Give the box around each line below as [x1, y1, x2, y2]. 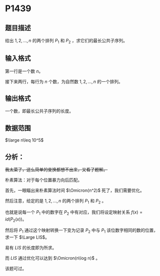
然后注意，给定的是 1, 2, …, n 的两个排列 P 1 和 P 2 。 [5, 198, 106, 205]
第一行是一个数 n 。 [5, 68, 43, 74]
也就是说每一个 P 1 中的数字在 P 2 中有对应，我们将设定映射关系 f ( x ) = [5, 209, 143, 216]
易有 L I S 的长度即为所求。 [5, 245, 57, 251]
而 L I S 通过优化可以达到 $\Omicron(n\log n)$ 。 [5, 255, 100, 261]
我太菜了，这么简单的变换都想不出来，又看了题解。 [5, 167, 108, 173]
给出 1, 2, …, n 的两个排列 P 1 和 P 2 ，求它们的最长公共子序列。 [5, 38, 128, 45]
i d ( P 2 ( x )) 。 [5, 216, 27, 223]
